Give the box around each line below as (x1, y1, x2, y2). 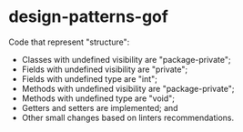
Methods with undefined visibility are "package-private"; (21, 83, 235, 94)
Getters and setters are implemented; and (21, 102, 178, 113)
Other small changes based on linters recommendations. (21, 112, 234, 123)
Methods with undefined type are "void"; (21, 93, 175, 104)
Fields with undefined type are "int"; (21, 73, 158, 84)
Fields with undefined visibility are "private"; (21, 64, 188, 75)
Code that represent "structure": (8, 36, 130, 47)
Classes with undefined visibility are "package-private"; (21, 54, 231, 65)
